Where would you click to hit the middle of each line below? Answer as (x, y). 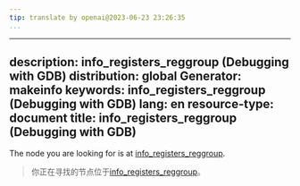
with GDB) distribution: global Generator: (125, 76)
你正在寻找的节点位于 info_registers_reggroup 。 (118, 172)
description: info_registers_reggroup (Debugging (150, 62)
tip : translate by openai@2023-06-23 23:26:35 (97, 17)
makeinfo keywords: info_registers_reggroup (137, 90)
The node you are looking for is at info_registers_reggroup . (117, 154)
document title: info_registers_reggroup (123, 118)
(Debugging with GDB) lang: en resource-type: (142, 104)
